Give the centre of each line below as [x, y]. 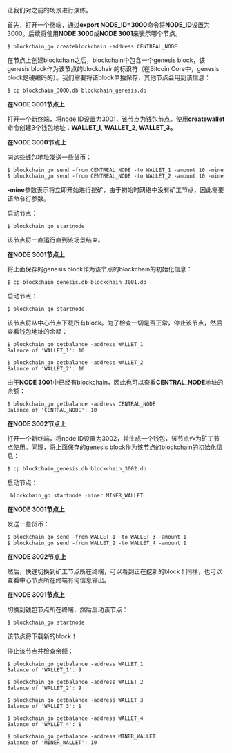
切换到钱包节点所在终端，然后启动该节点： [68, 609]
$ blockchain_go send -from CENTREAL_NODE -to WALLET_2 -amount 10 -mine [116, 176]
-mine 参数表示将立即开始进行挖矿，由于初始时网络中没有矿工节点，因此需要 [116, 190]
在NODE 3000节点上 [37, 142]
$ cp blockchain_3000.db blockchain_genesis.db [77, 90]
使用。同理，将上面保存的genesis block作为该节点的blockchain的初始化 [115, 447]
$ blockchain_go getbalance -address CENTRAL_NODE [81, 404]
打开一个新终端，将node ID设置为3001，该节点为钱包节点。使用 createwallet [116, 119]
